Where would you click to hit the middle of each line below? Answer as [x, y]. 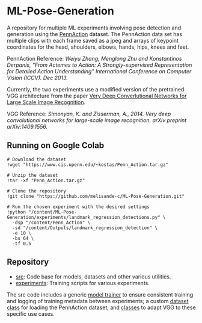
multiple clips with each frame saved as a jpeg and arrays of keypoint [93, 40]
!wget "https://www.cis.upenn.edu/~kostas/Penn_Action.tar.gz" [88, 165]
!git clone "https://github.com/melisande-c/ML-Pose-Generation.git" [96, 196]
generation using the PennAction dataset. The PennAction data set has [95, 34]
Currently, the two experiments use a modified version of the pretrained [96, 89]
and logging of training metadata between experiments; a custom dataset [98, 301]
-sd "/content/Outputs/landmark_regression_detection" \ [85, 228]
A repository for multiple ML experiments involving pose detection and [94, 28]
